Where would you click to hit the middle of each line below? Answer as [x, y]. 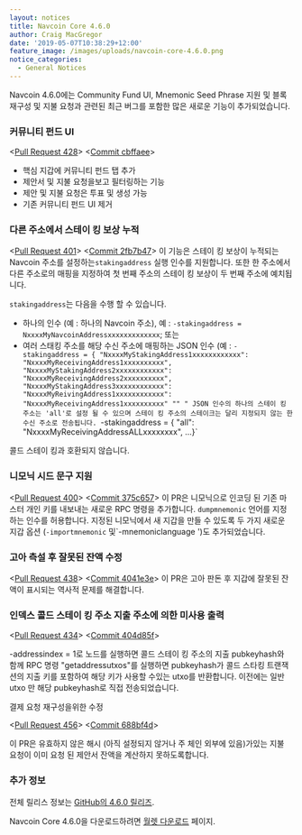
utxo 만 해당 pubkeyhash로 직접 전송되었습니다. [94, 688]
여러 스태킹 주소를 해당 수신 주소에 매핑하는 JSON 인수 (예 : [127, 346]
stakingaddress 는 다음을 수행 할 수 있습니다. [88, 304]
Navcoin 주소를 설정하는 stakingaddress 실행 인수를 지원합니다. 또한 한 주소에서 [150, 262]
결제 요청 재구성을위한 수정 [56, 707]
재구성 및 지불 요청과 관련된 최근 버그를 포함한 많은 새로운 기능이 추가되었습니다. [150, 106]
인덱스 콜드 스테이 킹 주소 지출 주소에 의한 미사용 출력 [117, 615]
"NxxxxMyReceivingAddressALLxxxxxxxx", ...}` [110, 432]
